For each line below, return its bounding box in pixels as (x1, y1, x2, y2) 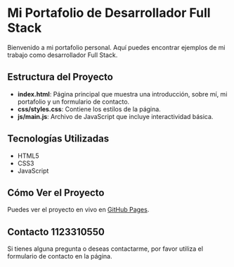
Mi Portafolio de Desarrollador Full (7, 5, 211, 21)
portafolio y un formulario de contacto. (17, 97, 130, 106)
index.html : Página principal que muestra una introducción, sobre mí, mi (17, 89, 228, 98)
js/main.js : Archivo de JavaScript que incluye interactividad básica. (17, 112, 214, 120)
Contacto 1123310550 (7, 225, 105, 237)
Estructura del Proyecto (7, 71, 114, 83)
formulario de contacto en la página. (7, 252, 112, 261)
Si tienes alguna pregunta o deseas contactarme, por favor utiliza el (7, 244, 204, 253)
